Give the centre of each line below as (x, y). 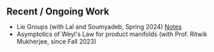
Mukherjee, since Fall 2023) (56, 41)
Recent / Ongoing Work (58, 11)
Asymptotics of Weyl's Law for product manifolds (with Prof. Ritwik (112, 34)
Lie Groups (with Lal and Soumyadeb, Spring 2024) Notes (99, 27)
